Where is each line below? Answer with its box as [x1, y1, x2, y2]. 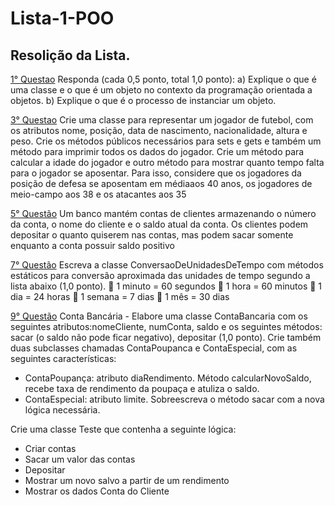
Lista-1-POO [10, 7, 115, 30]
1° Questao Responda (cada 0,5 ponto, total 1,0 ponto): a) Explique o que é [10, 73, 317, 85]
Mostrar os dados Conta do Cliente [24, 485, 170, 497]
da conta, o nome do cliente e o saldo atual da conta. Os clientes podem [10, 218, 309, 230]
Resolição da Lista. [10, 47, 131, 64]
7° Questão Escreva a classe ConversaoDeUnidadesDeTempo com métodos [10, 259, 324, 271]
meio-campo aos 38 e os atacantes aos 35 [10, 188, 187, 200]
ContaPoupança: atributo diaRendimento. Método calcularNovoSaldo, [24, 372, 312, 384]
